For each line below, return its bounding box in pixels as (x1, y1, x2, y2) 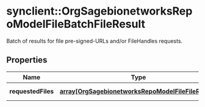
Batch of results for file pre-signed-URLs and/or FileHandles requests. (6, 37, 183, 44)
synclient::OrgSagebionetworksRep (6, 4, 193, 18)
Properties (6, 55, 48, 65)
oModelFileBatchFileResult (6, 17, 145, 31)
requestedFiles (9, 87, 54, 95)
